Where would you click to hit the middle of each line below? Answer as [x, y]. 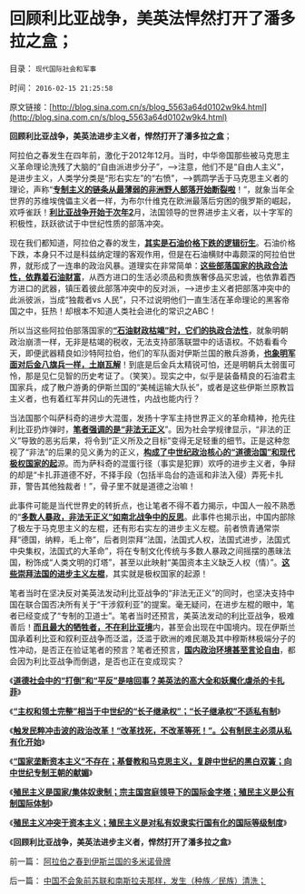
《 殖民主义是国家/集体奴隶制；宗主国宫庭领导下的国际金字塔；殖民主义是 [144, 791]
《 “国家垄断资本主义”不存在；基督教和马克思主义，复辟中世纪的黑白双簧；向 [151, 761]
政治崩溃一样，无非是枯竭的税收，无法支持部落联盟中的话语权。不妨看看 [144, 341]
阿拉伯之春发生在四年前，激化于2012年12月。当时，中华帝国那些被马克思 [146, 155]
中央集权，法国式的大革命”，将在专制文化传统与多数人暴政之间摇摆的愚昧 [147, 550]
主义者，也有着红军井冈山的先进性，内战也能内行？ [105, 398]
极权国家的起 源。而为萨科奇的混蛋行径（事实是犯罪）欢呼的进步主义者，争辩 [152, 463]
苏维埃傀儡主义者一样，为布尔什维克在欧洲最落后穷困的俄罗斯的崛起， [164, 200]
